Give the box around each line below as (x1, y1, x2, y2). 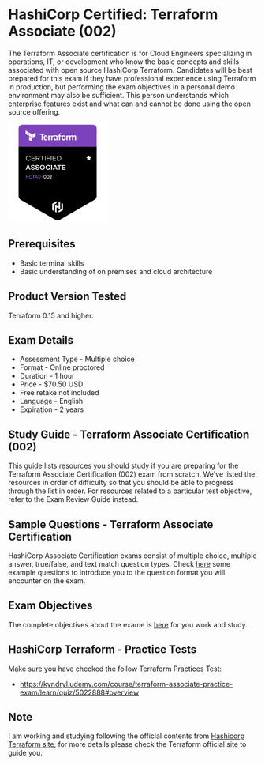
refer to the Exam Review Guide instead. (8, 495, 139, 504)
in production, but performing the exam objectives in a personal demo (8, 81, 235, 92)
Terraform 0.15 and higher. (8, 311, 94, 320)
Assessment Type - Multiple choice (19, 354, 136, 364)
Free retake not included (19, 388, 99, 398)
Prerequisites (8, 237, 76, 251)
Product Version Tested (8, 290, 127, 303)
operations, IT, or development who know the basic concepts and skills (8, 57, 240, 66)
